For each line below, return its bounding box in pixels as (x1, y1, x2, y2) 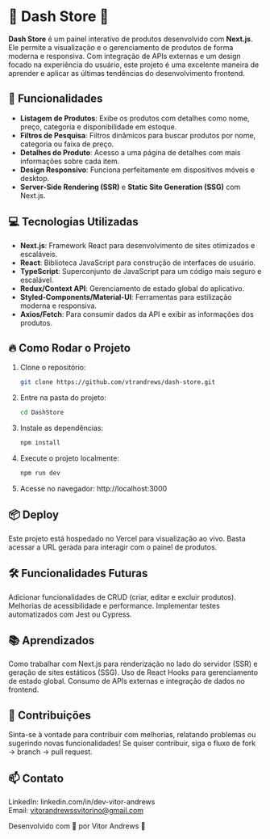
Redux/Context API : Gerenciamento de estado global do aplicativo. (19, 283, 244, 293)
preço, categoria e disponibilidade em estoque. (19, 121, 177, 132)
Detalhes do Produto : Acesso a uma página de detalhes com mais (19, 147, 241, 157)
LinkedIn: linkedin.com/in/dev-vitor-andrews (8, 796, 156, 807)
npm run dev (19, 469, 60, 477)
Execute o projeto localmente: (19, 453, 119, 463)
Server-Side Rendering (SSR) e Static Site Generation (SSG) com (19, 182, 241, 192)
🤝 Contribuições (8, 708, 91, 722)
